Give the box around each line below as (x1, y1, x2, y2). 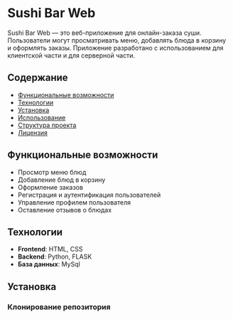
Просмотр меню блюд (17, 168, 87, 176)
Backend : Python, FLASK (17, 252, 92, 261)
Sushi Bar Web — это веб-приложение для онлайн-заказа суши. (7, 28, 202, 37)
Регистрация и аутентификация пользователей (17, 190, 161, 199)
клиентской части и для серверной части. (7, 51, 136, 60)
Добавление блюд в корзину (17, 175, 106, 184)
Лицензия (17, 128, 48, 136)
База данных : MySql (17, 260, 80, 269)
